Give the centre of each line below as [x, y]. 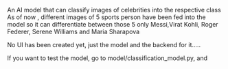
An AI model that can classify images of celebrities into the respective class [114, 10]
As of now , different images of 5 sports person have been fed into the [106, 17]
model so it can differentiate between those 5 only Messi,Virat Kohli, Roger [113, 24]
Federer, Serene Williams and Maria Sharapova [73, 31]
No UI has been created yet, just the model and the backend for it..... [104, 45]
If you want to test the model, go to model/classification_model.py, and [107, 58]
